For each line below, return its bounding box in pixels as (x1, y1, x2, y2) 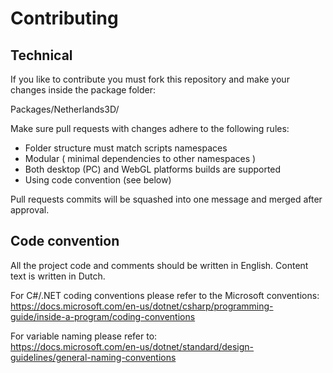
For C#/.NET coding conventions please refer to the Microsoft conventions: (10, 289, 320, 301)
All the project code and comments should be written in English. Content (10, 259, 309, 271)
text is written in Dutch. (10, 270, 106, 282)
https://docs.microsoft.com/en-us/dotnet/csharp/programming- (10, 300, 274, 312)
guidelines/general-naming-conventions (10, 351, 177, 363)
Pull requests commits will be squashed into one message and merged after (10, 193, 323, 205)
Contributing (10, 7, 119, 30)
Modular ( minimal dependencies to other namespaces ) (24, 153, 257, 164)
